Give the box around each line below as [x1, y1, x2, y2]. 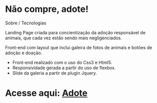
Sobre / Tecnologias [5, 20, 46, 26]
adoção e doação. [5, 50, 42, 56]
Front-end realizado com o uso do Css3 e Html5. [12, 59, 112, 65]
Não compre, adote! [5, 3, 88, 15]
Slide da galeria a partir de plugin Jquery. [12, 70, 97, 76]
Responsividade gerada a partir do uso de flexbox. [12, 65, 116, 71]
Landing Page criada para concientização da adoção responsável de [5, 29, 146, 35]
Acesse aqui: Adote [5, 88, 88, 99]
